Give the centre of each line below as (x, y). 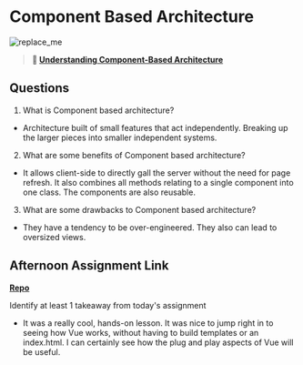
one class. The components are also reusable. (109, 192)
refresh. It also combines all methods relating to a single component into (158, 182)
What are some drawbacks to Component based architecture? (139, 209)
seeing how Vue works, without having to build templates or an (141, 332)
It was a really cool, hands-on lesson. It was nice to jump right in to (148, 323)
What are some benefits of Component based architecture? (134, 155)
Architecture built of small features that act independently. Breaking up (155, 127)
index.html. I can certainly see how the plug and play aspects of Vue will (158, 342)
